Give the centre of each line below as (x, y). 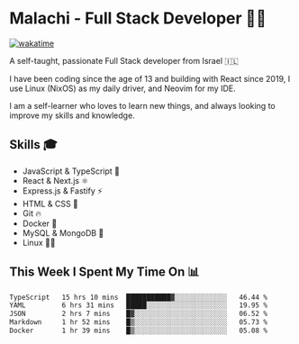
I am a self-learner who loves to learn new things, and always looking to (143, 105)
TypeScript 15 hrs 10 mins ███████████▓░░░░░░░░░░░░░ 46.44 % (139, 297)
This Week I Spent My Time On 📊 (104, 272)
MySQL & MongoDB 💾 (63, 232)
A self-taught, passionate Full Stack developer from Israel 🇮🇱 (124, 60)
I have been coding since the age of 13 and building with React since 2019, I (150, 78)
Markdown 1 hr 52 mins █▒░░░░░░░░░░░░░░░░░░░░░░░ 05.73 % (139, 322)
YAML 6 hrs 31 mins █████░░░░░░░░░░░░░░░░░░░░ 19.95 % (139, 305)
